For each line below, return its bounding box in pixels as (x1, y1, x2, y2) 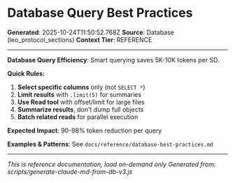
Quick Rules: (7, 69, 45, 78)
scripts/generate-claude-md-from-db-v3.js (7, 167, 133, 176)
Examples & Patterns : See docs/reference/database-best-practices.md (7, 140, 213, 148)
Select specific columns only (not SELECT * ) (17, 83, 145, 91)
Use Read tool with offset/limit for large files (17, 97, 145, 106)
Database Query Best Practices (7, 5, 193, 21)
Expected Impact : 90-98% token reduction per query (7, 126, 162, 135)
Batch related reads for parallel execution (17, 112, 138, 121)
